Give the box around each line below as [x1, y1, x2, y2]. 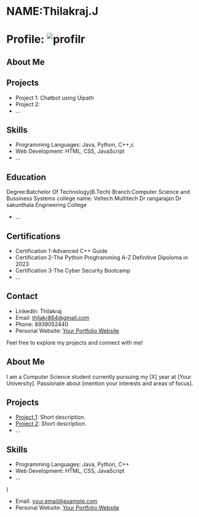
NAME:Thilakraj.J [6, 4, 99, 18]
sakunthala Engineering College [6, 201, 87, 209]
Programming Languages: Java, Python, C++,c [15, 141, 135, 149]
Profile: [6, 33, 45, 47]
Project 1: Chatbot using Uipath [15, 94, 94, 101]
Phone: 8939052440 [15, 321, 69, 328]
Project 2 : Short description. [15, 420, 87, 427]
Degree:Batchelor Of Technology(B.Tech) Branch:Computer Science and [6, 189, 190, 196]
